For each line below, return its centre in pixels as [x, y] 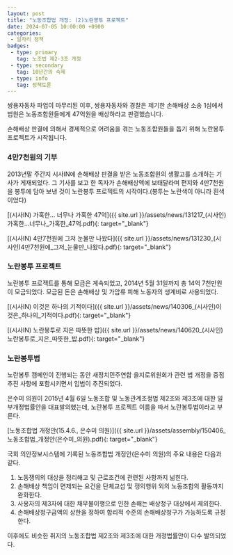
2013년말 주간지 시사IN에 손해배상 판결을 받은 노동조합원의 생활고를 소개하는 [111, 174]
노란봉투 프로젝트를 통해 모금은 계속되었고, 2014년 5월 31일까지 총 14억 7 [106, 283]
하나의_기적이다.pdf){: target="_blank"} [76, 315]
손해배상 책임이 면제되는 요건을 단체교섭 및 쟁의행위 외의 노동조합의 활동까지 [120, 486]
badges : [18, 46]
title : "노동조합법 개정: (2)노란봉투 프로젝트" [68, 20]
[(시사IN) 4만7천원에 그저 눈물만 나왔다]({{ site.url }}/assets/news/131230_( [111, 238]
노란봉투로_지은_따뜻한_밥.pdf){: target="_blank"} [76, 339]
